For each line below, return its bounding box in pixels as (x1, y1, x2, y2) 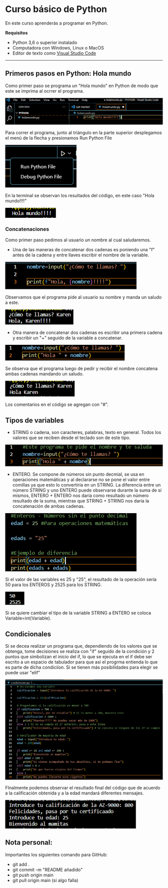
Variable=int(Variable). (5, 615, 51, 621)
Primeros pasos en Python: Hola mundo (5, 69, 131, 78)
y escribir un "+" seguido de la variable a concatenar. (12, 335, 122, 341)
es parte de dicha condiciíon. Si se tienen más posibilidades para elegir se (5, 664, 158, 670)
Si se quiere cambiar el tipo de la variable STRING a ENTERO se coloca (5, 610, 151, 616)
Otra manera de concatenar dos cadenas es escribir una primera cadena (12, 329, 162, 336)
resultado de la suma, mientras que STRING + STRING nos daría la (12, 498, 149, 504)
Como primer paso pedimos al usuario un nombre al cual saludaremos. (5, 237, 151, 243)
